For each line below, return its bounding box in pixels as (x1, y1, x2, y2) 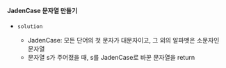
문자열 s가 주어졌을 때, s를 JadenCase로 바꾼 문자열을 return (27, 54, 195, 62)
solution (17, 23, 43, 30)
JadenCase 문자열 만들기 (7, 6, 78, 14)
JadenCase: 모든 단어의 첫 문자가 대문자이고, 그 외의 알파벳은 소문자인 (27, 36, 220, 45)
